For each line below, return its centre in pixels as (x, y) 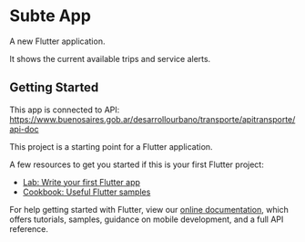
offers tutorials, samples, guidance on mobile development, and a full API (147, 219)
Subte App (50, 16)
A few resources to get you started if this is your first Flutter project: (137, 164)
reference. (29, 228)
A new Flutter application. (57, 41)
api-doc (24, 129)
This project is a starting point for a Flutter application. (111, 146)
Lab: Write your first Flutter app (81, 182)
